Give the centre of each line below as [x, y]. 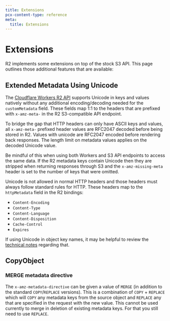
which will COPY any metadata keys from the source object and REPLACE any [83, 297]
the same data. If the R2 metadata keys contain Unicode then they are [78, 161]
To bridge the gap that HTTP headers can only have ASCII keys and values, [84, 124]
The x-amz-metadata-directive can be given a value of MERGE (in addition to [84, 286]
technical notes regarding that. [37, 245]
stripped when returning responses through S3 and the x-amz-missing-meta [84, 166]
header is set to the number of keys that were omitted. [62, 171]
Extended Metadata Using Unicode [62, 85]
